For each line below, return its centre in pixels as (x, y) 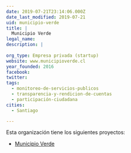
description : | (25, 45)
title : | (17, 28)
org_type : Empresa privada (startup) (53, 56)
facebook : (18, 72)
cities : (16, 105)
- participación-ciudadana (45, 99)
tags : (13, 83)
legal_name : (21, 39)
